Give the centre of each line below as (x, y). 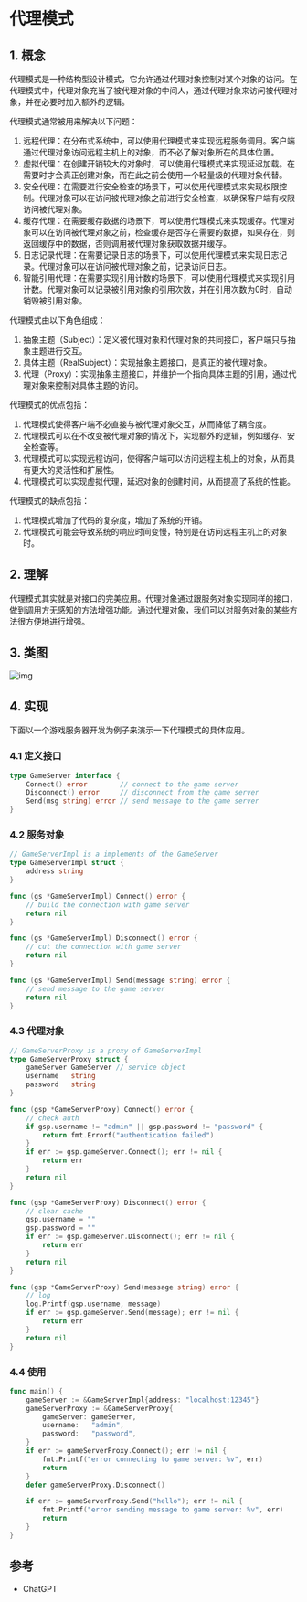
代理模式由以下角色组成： (58, 320)
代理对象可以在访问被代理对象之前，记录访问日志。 (135, 267)
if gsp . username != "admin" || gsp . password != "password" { (145, 1127)
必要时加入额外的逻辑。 (85, 102)
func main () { (37, 1391)
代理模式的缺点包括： (49, 501)
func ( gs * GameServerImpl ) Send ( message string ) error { (120, 980)
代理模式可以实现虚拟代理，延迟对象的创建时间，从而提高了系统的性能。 (159, 481)
